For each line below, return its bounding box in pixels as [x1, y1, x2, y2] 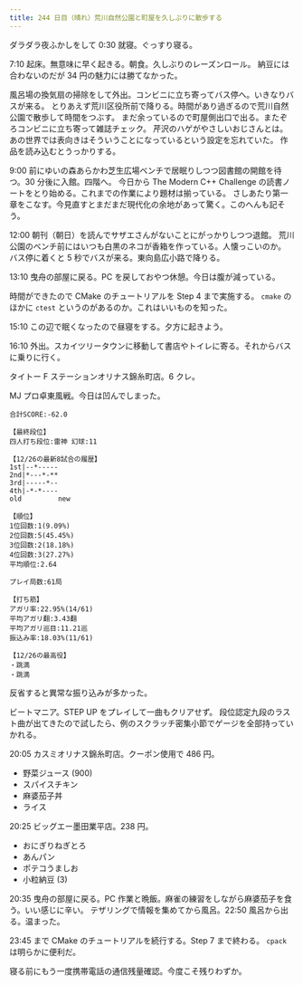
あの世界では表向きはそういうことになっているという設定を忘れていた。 [9, 134, 279, 145]
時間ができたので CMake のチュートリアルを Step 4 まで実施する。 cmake [9, 291, 282, 301]
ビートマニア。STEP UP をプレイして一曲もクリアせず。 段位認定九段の [9, 706, 276, 717]
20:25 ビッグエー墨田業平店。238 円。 [9, 820, 154, 831]
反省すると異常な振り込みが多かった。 [9, 687, 152, 698]
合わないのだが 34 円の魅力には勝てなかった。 [9, 70, 183, 81]
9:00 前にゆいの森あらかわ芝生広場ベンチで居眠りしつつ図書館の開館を [9, 165, 274, 176]
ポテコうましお [22, 862, 79, 874]
